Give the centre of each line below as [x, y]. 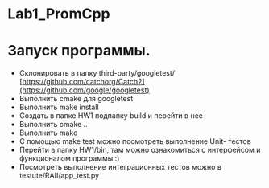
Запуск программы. [79, 51]
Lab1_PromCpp [59, 14]
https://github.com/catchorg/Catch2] [84, 82]
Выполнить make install [59, 107]
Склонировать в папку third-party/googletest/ [97, 73]
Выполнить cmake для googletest [76, 99]
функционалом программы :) [69, 158]
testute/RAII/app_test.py [59, 176]
